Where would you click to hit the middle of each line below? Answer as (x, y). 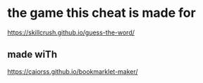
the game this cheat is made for (101, 13)
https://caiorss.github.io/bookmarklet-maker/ (73, 71)
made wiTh (32, 55)
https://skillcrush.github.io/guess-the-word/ (71, 32)
